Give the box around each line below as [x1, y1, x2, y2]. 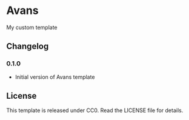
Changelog [6, 41, 49, 52]
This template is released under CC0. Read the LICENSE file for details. [6, 107, 184, 114]
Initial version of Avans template [15, 73, 95, 81]
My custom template [6, 24, 58, 31]
